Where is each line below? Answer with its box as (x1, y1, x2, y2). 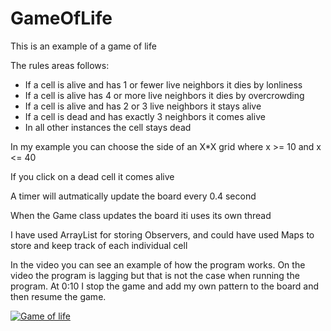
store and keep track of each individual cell (10, 239, 188, 251)
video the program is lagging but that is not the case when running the (10, 269, 300, 281)
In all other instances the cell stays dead (24, 121, 192, 133)
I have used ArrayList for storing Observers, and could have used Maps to (10, 228, 315, 241)
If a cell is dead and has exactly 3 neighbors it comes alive (24, 110, 266, 122)
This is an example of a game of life (10, 40, 157, 52)
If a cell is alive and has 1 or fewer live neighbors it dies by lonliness (24, 78, 303, 91)
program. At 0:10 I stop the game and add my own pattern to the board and (10, 280, 320, 292)
